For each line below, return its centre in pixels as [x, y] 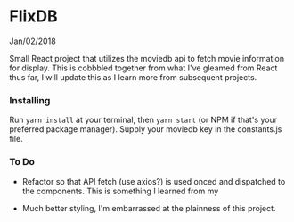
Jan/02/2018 [33, 41]
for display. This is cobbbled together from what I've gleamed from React [143, 68]
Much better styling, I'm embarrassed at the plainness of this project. [149, 208]
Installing [30, 100]
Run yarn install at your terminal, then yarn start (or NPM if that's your [143, 120]
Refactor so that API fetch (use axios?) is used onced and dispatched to [154, 181]
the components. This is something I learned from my [120, 191]
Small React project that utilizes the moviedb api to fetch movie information [147, 58]
